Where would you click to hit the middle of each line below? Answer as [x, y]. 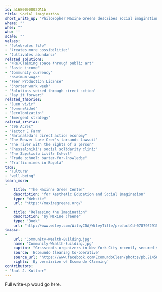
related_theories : [23, 100]
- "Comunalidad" [21, 109]
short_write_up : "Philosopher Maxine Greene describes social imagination [82, 18]
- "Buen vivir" [20, 104]
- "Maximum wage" [22, 77]
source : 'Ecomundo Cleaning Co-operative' [57, 253]
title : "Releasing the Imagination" [51, 212]
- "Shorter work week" [28, 86]
